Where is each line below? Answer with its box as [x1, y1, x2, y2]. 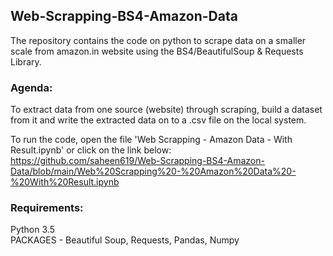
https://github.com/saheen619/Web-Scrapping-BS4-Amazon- [10, 155, 265, 167]
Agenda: [10, 80, 53, 94]
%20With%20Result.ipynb [10, 176, 120, 188]
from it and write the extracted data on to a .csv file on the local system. [10, 114, 307, 126]
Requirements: [10, 201, 84, 215]
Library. [10, 55, 42, 68]
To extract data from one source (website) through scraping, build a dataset [10, 104, 323, 116]
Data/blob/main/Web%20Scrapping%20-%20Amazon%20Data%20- [10, 165, 297, 178]
